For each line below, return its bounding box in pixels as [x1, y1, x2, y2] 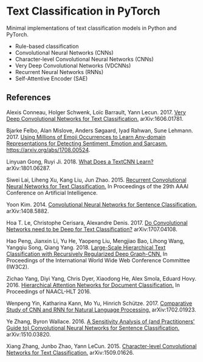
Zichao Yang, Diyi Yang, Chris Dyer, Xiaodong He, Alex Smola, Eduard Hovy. [6, 275, 196, 282]
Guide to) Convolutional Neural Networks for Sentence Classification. [6, 324, 180, 332]
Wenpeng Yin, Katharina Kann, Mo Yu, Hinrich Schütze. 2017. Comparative [6, 299, 193, 307]
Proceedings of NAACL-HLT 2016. [6, 287, 91, 295]
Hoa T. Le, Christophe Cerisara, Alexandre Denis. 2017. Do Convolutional [6, 219, 188, 226]
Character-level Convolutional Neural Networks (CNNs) [15, 55, 154, 63]
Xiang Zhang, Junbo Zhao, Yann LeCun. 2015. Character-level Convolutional [6, 342, 197, 350]
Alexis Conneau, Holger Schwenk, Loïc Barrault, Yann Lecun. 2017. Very [6, 108, 187, 116]
